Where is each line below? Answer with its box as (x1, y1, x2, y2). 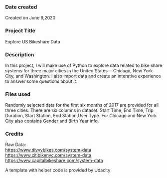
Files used (5, 91, 31, 98)
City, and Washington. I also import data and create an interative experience (5, 73, 161, 79)
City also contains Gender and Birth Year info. (5, 118, 99, 124)
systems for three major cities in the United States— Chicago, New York (5, 67, 153, 73)
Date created (5, 3, 37, 10)
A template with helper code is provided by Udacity (5, 167, 111, 173)
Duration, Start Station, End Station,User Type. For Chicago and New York (5, 113, 157, 119)
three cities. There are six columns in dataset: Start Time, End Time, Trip (5, 107, 154, 113)
